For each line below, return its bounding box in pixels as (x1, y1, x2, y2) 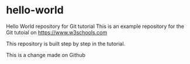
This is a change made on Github (6, 51, 86, 58)
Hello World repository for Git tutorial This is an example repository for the (6, 23, 185, 30)
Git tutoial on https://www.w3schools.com (6, 29, 108, 35)
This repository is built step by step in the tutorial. (6, 40, 126, 47)
